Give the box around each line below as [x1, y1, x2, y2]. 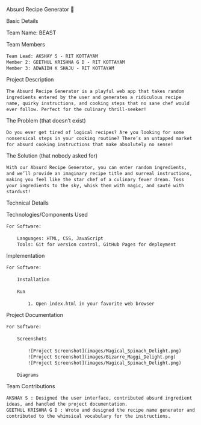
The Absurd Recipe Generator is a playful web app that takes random [6, 88, 185, 94]
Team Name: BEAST [6, 29, 57, 36]
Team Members [6, 41, 45, 48]
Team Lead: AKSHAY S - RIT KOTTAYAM [6, 53, 98, 59]
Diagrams [17, 372, 39, 378]
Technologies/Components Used [6, 211, 88, 218]
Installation [17, 276, 50, 283]
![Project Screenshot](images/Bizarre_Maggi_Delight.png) [28, 354, 176, 360]
